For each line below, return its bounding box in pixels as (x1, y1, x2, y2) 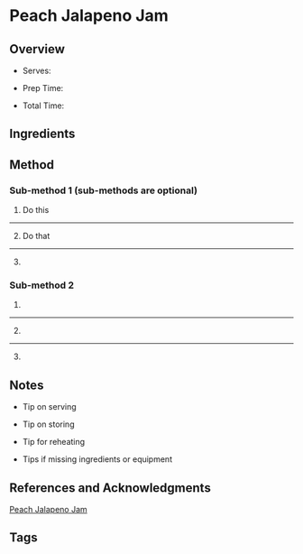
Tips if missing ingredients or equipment (22, 454, 173, 465)
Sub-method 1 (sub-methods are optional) (9, 184, 198, 197)
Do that (22, 231, 50, 242)
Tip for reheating (22, 437, 86, 448)
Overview (9, 42, 66, 57)
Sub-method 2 (9, 279, 75, 291)
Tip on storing (22, 419, 75, 429)
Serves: (22, 65, 51, 76)
